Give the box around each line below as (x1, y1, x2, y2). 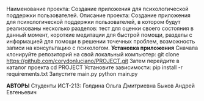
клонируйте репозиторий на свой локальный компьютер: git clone (6, 51, 180, 58)
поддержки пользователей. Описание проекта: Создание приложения (6, 12, 191, 19)
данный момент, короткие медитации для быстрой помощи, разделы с (6, 31, 192, 39)
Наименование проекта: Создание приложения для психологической (6, 6, 189, 12)
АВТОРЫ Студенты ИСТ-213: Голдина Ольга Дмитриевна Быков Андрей (6, 82, 195, 89)
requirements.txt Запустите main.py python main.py (6, 70, 138, 77)
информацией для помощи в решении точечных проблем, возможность (6, 38, 195, 45)
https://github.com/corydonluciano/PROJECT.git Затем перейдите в (6, 58, 180, 64)
